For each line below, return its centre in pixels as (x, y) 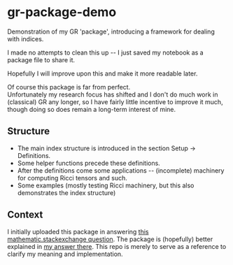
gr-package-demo (62, 12)
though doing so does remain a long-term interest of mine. (92, 109)
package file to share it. (41, 59)
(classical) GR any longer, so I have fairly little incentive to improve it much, (115, 101)
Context (25, 215)
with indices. (26, 38)
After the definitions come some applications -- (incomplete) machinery (121, 170)
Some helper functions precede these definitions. (89, 163)
